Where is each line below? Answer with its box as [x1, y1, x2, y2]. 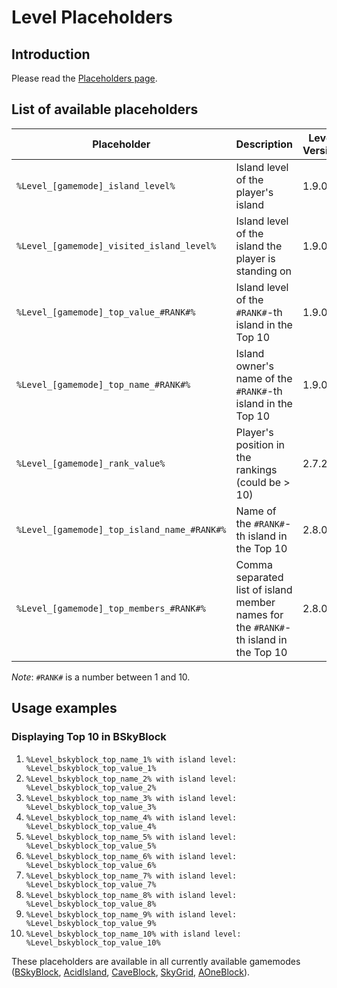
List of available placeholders [11, 101, 199, 118]
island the [235, 239, 283, 253]
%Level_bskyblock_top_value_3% [25, 802, 157, 812]
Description [235, 137, 293, 151]
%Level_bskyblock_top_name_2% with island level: [25, 774, 238, 784]
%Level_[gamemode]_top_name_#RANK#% [16, 379, 191, 390]
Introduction [11, 46, 91, 63]
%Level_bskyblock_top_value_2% [25, 782, 157, 793]
